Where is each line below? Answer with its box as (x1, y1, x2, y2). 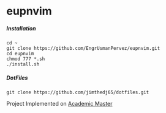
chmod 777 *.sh (6, 56, 45, 62)
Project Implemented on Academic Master (6, 100, 113, 108)
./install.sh (6, 61, 40, 67)
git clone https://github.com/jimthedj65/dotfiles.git (6, 89, 149, 95)
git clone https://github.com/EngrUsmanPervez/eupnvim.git (6, 46, 160, 52)
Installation (6, 24, 36, 32)
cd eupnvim (6, 50, 34, 57)
